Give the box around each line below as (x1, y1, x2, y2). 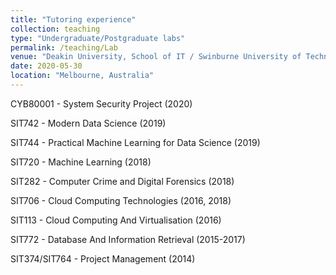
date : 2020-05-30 (10, 61, 83, 71)
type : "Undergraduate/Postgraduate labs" (10, 33, 186, 43)
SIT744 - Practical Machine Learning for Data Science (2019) (10, 136, 261, 148)
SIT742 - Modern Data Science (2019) (10, 117, 167, 129)
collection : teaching (10, 24, 101, 34)
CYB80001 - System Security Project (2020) (10, 97, 193, 110)
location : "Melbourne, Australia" (10, 71, 155, 81)
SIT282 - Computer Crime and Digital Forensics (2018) (10, 175, 235, 187)
